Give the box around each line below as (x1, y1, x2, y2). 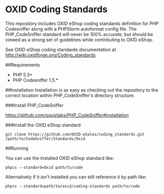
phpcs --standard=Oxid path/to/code (5, 164, 83, 170)
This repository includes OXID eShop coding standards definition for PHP (5, 20, 159, 26)
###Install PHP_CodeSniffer (5, 102, 64, 108)
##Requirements (5, 62, 40, 68)
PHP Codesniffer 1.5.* (12, 77, 59, 83)
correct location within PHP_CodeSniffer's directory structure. (5, 92, 135, 98)
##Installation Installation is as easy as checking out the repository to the (5, 87, 158, 93)
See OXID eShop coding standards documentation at (5, 46, 116, 52)
